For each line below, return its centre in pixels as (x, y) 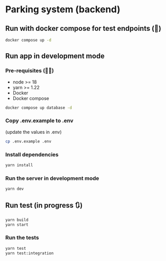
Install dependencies (32, 154)
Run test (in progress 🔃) (44, 205)
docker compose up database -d (39, 108)
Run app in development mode (55, 56)
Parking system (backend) (63, 9)
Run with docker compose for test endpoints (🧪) (83, 28)
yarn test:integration (29, 253)
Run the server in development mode (52, 178)
